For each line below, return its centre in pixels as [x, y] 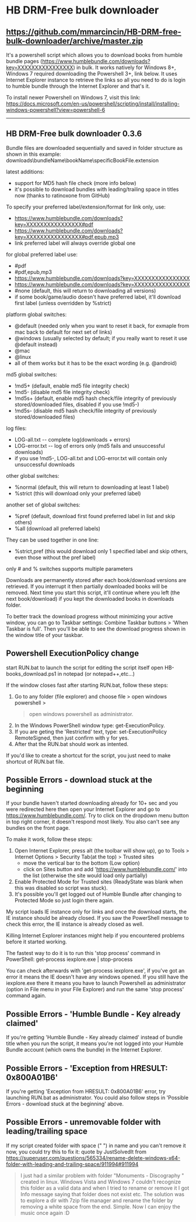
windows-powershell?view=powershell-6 [56, 110]
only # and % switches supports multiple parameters [69, 569]
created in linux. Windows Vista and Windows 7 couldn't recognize [101, 1182]
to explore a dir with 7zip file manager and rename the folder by [97, 1200]
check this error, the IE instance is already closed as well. [75, 924]
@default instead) [36, 344]
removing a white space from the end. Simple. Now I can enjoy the [100, 1206]
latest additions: [25, 172]
